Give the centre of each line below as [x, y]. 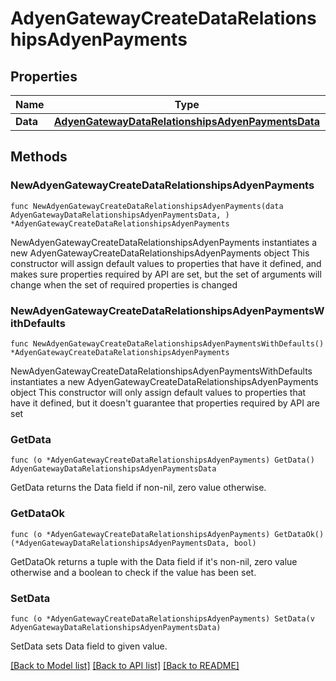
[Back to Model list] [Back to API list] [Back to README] [125, 665]
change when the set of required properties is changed [124, 284]
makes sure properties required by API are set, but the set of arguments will [166, 274]
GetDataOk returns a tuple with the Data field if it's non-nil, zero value [154, 561]
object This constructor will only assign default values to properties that [158, 392]
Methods [39, 157]
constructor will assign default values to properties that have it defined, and [166, 263]
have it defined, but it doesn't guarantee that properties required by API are [165, 403]
